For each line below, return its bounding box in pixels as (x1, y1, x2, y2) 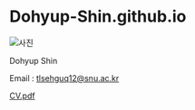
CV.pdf (9, 90, 35, 101)
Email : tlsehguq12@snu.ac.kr (9, 72, 120, 83)
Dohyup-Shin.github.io (9, 6, 187, 27)
